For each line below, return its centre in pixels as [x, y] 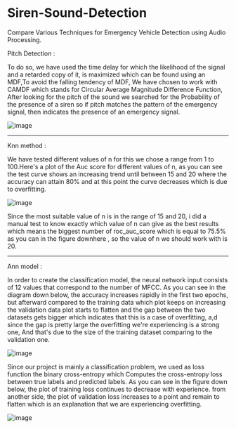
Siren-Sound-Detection [77, 13]
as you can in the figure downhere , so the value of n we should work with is [118, 238]
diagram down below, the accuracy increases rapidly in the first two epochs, [118, 295]
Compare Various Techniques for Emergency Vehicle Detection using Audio [117, 32]
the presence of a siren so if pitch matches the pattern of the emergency [112, 104]
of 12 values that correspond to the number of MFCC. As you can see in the [117, 287]
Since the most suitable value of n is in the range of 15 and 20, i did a [107, 216]
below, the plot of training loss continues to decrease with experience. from [117, 389]
